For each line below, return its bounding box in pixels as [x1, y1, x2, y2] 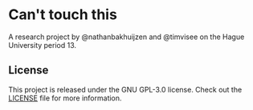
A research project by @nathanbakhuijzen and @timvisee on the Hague [8, 32, 245, 41]
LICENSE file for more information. [8, 93, 122, 103]
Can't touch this [8, 6, 118, 24]
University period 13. [8, 40, 77, 49]
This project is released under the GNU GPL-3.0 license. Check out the [8, 84, 243, 94]
